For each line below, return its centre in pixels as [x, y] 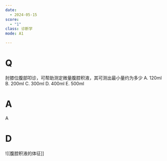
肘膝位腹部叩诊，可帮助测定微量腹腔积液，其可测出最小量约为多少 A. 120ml [83, 78]
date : [11, 10]
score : [12, 19]
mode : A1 [14, 34]
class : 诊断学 [19, 29]
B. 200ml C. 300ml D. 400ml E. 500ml [45, 83]
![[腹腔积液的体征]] [25, 153]
